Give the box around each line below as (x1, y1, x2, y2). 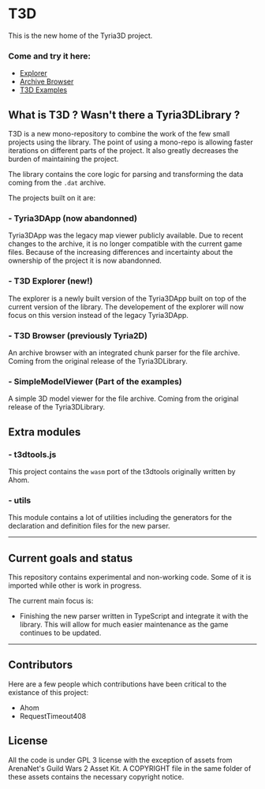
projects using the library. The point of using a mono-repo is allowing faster (8, 137, 254, 147)
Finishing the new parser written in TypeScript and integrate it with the (19, 611, 248, 621)
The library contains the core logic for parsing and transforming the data (8, 170, 244, 179)
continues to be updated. (19, 628, 102, 638)
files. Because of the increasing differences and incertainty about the (8, 248, 233, 257)
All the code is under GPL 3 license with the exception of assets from (8, 755, 233, 765)
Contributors (8, 658, 73, 671)
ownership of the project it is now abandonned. (8, 256, 162, 265)
